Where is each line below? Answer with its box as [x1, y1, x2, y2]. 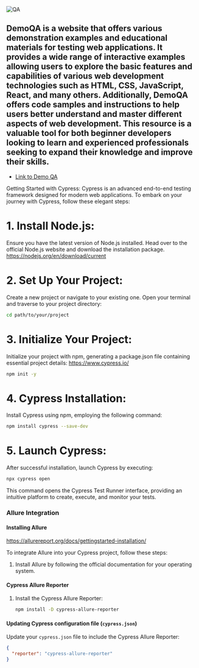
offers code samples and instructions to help [6, 99, 180, 110]
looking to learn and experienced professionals [6, 138, 189, 148]
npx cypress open [6, 476, 51, 482]
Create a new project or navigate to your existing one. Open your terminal [6, 293, 190, 301]
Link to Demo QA [15, 172, 58, 180]
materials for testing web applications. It [6, 43, 163, 53]
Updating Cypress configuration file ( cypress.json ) [6, 619, 138, 627]
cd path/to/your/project [6, 311, 69, 318]
